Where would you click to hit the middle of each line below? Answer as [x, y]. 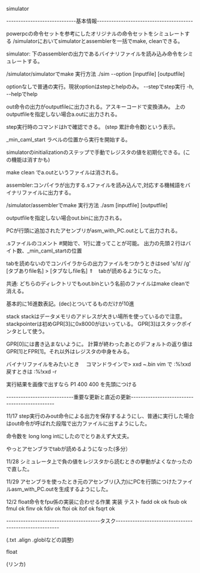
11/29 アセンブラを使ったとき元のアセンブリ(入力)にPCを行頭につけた [92, 482]
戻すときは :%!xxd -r [31, 372]
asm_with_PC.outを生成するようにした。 [61, 489]
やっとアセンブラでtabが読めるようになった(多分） [69, 449]
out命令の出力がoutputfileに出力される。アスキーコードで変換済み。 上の [96, 107]
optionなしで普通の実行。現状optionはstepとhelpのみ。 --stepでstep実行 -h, [100, 87]
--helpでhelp [22, 94]
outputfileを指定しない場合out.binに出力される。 [66, 218]
